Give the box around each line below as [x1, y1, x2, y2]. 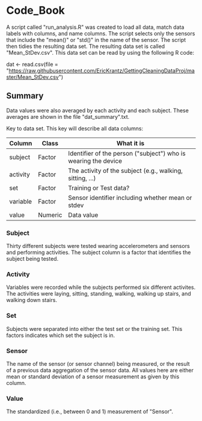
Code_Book [6, 4, 65, 17]
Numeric [38, 211, 63, 219]
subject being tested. [6, 255, 59, 262]
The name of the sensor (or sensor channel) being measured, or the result [6, 360, 191, 367]
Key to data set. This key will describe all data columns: [6, 124, 144, 132]
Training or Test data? [68, 184, 130, 192]
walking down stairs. [6, 297, 57, 304]
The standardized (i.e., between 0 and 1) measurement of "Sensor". [6, 408, 173, 415]
